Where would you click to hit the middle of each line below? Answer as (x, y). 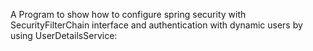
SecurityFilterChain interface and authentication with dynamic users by (156, 25)
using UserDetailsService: (64, 35)
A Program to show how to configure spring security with (128, 14)
